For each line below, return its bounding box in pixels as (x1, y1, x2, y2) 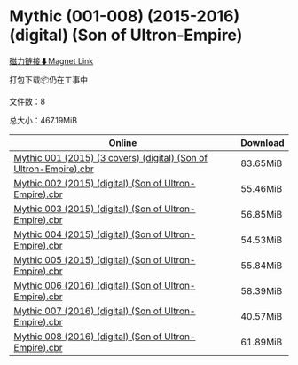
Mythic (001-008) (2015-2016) (9, 6, 240, 27)
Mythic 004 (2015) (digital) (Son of (13, 228, 162, 241)
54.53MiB (240, 234, 283, 246)
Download (240, 136, 285, 148)
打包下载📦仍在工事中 (9, 74, 89, 85)
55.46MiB (240, 182, 283, 194)
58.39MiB (240, 284, 283, 297)
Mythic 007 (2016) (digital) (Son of (13, 305, 162, 317)
